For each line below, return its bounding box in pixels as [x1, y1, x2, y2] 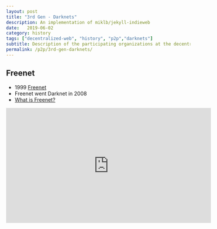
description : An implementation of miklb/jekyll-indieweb [6, 19, 150, 25]
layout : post [6, 8, 38, 15]
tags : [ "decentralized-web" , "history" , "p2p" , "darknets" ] [6, 36, 153, 41]
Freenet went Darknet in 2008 [14, 90, 87, 97]
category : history [6, 30, 51, 36]
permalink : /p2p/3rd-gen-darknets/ [6, 47, 93, 53]
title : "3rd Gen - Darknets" [6, 14, 77, 20]
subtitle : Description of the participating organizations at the [6, 41, 171, 47]
